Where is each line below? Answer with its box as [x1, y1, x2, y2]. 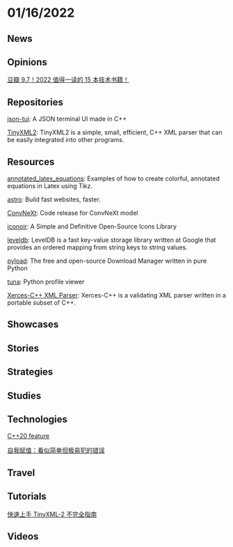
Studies [7, 390, 42, 401]
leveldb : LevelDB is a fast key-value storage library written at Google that [7, 236, 216, 245]
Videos [7, 530, 39, 542]
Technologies [7, 413, 68, 425]
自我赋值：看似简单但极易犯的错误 [7, 446, 105, 454]
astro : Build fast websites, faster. [7, 195, 101, 203]
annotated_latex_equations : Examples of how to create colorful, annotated [7, 174, 220, 183]
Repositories [7, 96, 64, 108]
